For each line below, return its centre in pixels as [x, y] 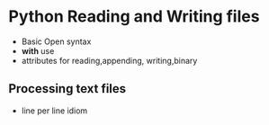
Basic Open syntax [56, 41]
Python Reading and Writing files [134, 17]
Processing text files [67, 89]
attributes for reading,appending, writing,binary [109, 60]
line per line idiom [54, 111]
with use [38, 50]
